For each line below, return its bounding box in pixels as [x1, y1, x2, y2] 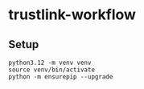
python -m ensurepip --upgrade [8, 73, 113, 81]
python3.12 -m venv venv [8, 59, 92, 67]
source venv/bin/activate [8, 66, 95, 74]
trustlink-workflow [8, 6, 137, 24]
